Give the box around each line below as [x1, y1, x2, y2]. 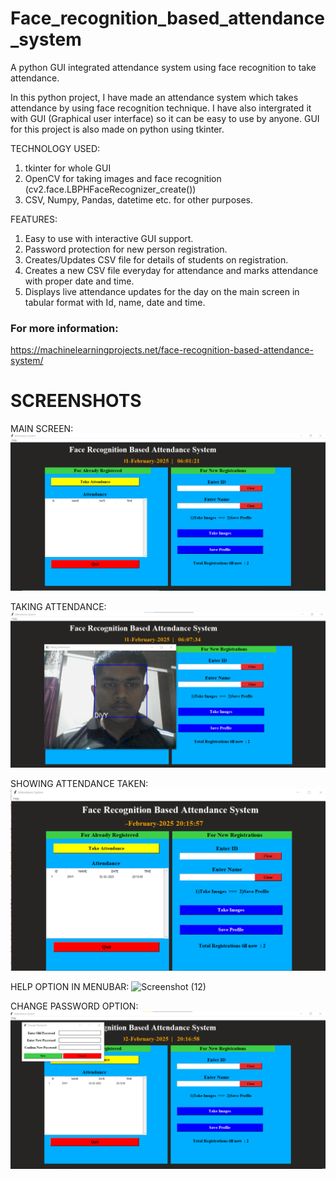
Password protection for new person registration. [24, 243, 228, 255]
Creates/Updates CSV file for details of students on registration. [24, 253, 289, 266]
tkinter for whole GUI [24, 162, 112, 174]
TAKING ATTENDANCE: [10, 600, 107, 612]
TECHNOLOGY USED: [10, 142, 101, 154]
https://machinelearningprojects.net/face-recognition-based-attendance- [10, 344, 314, 356]
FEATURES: [10, 213, 58, 225]
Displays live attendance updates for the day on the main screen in [24, 285, 300, 297]
